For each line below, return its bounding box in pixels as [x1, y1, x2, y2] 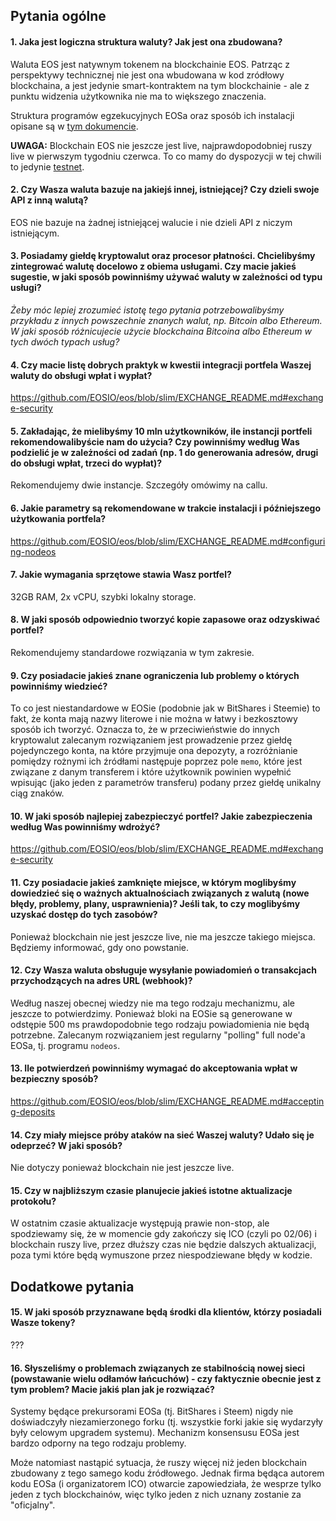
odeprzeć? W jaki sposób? [10, 1139, 123, 1151]
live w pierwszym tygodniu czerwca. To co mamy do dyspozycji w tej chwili [10, 150, 322, 162]
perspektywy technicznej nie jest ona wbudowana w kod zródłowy [10, 69, 285, 81]
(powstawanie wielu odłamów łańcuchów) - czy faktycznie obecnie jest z [10, 1372, 322, 1384]
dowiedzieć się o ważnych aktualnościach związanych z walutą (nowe [10, 887, 310, 899]
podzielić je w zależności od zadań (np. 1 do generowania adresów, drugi [10, 446, 319, 458]
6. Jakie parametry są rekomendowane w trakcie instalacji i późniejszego [10, 502, 322, 514]
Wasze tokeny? [10, 1317, 76, 1329]
